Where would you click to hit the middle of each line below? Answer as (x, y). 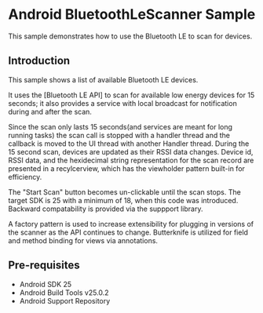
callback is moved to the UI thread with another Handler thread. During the (129, 144)
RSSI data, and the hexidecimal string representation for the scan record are (131, 160)
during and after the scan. (50, 111)
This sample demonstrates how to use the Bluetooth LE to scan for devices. (130, 36)
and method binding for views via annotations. (83, 240)
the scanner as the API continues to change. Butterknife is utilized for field (128, 232)
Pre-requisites (44, 266)
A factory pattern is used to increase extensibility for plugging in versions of (131, 224)
